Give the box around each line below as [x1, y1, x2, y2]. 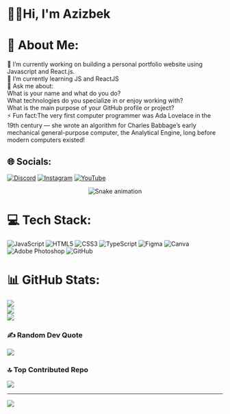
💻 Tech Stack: [7, 212, 92, 228]
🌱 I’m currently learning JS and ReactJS [7, 75, 120, 83]
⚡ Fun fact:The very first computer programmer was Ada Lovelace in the [7, 112, 211, 120]
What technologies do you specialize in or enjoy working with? [7, 96, 183, 105]
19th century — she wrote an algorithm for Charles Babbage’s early [7, 121, 196, 129]
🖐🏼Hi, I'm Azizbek [7, 6, 111, 22]
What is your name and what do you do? [7, 89, 121, 98]
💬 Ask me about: [7, 82, 53, 90]
